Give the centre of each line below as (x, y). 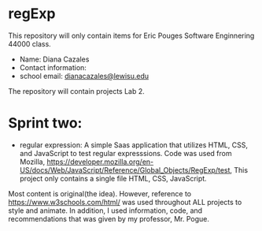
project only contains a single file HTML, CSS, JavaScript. (113, 178)
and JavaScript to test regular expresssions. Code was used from (125, 153)
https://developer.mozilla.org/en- (100, 162)
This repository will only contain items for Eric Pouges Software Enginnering (131, 35)
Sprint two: (45, 123)
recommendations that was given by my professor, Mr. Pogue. (109, 218)
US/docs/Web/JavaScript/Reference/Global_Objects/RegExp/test (125, 170)
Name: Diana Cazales (54, 59)
